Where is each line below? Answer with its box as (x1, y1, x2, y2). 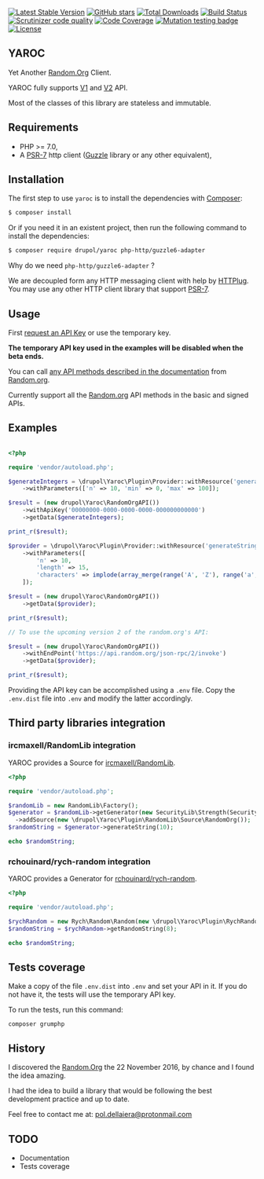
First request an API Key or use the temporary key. (8, 328, 171, 337)
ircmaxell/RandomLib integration (8, 740, 136, 751)
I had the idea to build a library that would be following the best (8, 1086, 212, 1096)
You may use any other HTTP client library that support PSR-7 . (8, 284, 210, 294)
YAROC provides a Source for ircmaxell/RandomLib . (8, 758, 176, 767)
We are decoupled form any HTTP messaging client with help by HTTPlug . (8, 276, 249, 286)
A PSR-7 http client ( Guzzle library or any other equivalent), (19, 150, 212, 159)
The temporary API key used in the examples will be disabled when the (8, 343, 244, 353)
